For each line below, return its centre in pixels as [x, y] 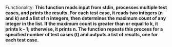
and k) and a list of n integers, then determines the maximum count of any [86, 18]
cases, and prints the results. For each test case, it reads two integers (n [84, 13]
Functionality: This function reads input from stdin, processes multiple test [86, 7]
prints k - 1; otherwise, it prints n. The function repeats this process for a [84, 29]
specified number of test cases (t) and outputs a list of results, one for [82, 34]
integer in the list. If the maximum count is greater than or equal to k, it [82, 24]
